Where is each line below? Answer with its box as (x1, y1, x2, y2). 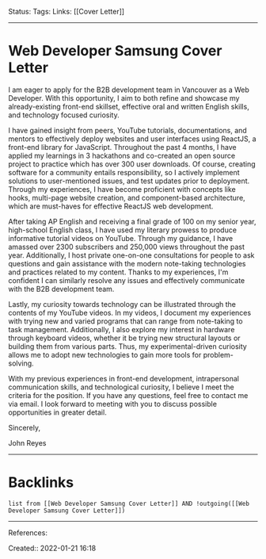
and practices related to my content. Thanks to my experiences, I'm (8, 267, 229, 277)
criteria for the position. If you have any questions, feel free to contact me (8, 390, 249, 400)
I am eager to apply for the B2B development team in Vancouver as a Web (8, 85, 249, 94)
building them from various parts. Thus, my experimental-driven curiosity (8, 341, 247, 351)
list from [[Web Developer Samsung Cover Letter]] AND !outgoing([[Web (8, 500, 249, 507)
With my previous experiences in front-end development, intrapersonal (8, 373, 240, 383)
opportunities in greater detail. (8, 408, 107, 417)
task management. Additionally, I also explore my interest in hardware (8, 324, 235, 334)
